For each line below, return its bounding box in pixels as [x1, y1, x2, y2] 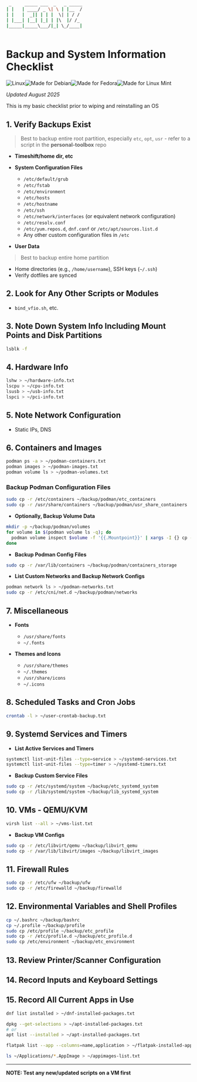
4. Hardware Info [6, 362, 69, 372]
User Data [14, 243, 40, 250]
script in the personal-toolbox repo [20, 141, 107, 148]
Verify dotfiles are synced [14, 272, 77, 279]
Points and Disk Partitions [6, 330, 103, 341]
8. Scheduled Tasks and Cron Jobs [6, 697, 136, 707]
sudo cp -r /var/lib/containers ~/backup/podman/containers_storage [6, 562, 177, 568]
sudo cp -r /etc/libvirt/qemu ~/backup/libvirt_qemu [6, 843, 138, 849]
